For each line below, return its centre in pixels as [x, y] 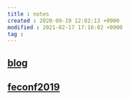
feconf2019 [34, 87]
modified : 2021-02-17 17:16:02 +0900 [65, 27]
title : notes [29, 14]
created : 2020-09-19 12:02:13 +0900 [64, 21]
